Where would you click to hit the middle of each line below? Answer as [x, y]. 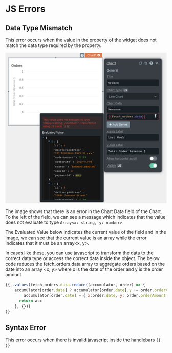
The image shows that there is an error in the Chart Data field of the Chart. [84, 211]
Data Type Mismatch [39, 28]
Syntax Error [26, 327]
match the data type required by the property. [53, 45]
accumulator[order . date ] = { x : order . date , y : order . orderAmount [95, 295]
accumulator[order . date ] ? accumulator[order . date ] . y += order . [84, 290]
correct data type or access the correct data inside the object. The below [82, 258]
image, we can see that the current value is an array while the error [76, 238]
